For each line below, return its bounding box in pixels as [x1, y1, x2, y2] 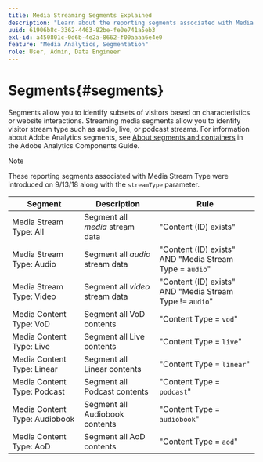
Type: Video [12, 291, 56, 302]
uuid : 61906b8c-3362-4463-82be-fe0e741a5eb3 [8, 26, 156, 34]
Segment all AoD [84, 431, 146, 442]
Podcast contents [84, 386, 149, 397]
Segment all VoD [84, 308, 146, 319]
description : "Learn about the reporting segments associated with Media [8, 19, 254, 27]
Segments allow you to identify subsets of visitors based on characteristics [8, 107, 250, 117]
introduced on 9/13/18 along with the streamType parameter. [8, 180, 200, 189]
